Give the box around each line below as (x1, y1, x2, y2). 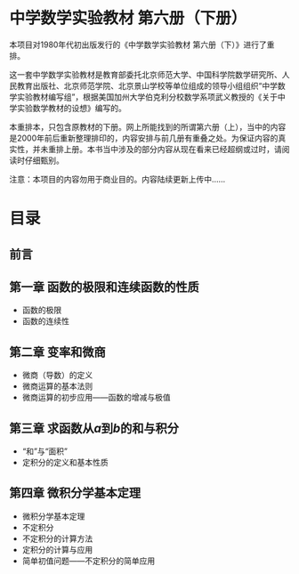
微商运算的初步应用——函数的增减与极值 (21, 392, 171, 403)
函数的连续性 (21, 316, 69, 327)
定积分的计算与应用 (21, 544, 93, 554)
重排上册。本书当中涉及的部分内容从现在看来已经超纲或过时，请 (47, 143, 282, 154)
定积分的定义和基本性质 (21, 457, 109, 467)
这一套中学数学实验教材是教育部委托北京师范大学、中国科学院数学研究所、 (9, 69, 282, 80)
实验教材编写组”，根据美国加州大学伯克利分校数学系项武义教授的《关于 (16, 91, 279, 102)
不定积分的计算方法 (21, 533, 93, 544)
